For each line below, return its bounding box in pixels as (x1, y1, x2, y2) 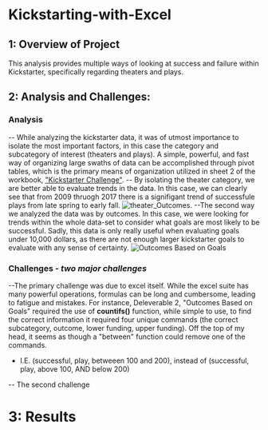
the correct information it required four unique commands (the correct (8, 314, 238, 324)
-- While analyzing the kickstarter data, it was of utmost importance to (8, 132, 239, 141)
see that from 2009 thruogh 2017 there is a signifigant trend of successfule (8, 192, 255, 201)
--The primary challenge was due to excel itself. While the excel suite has (8, 281, 249, 290)
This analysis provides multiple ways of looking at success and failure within (8, 58, 259, 68)
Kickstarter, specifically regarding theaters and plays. (8, 67, 184, 77)
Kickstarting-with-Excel (8, 6, 171, 24)
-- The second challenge (8, 380, 90, 389)
